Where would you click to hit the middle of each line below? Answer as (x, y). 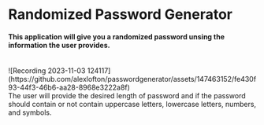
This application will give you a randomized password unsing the (116, 36)
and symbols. (30, 112)
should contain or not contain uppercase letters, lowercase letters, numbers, (132, 105)
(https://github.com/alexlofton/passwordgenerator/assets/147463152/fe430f (132, 79)
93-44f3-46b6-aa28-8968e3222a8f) (69, 87)
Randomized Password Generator (120, 15)
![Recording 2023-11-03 (47, 71)
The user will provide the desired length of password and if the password (127, 96)
